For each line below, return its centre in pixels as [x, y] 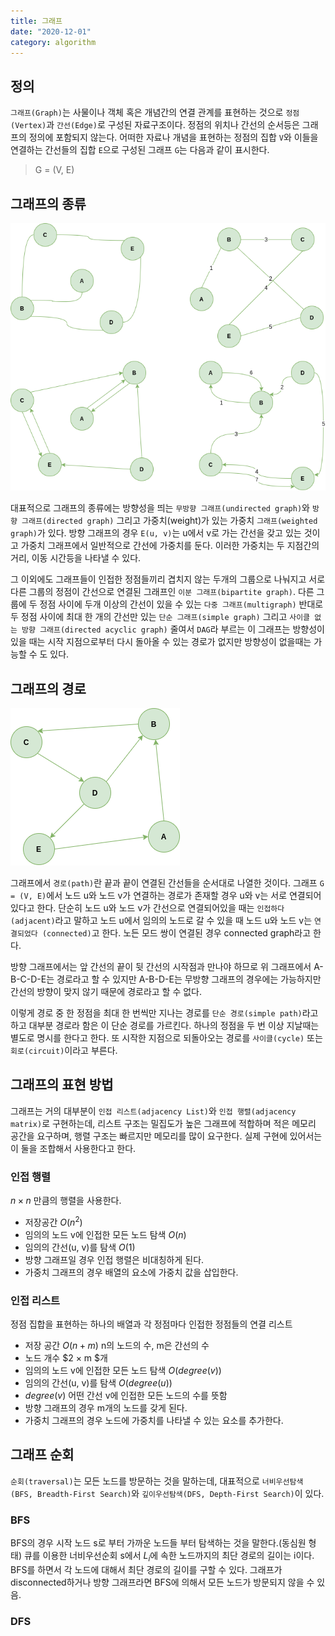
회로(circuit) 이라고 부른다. [64, 1051]
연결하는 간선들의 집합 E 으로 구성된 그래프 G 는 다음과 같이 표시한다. [140, 150]
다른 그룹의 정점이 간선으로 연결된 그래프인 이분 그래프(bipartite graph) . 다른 [162, 592]
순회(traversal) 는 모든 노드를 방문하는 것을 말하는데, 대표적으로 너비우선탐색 [157, 1481]
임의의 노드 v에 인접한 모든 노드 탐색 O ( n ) [105, 1234]
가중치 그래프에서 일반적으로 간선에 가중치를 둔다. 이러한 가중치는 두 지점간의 [170, 546]
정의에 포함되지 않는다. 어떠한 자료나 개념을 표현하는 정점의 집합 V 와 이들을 [173, 137]
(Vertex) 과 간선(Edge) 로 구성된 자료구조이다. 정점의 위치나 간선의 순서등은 [155, 125]
